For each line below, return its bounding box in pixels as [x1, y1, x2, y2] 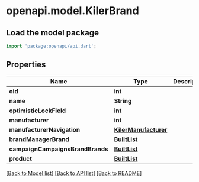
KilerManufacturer [114, 125, 168, 134]
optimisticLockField [9, 106, 66, 115]
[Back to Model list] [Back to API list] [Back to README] [6, 170, 142, 177]
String [114, 96, 132, 105]
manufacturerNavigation [9, 125, 81, 134]
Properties [6, 60, 46, 70]
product [9, 154, 33, 162]
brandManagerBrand [9, 135, 69, 143]
